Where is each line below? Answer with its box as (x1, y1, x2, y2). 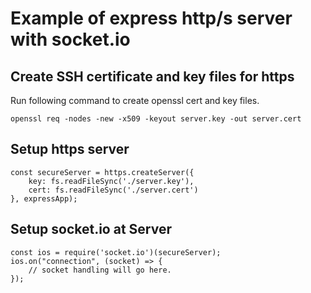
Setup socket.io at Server (10, 221, 172, 238)
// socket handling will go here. (28, 265, 172, 275)
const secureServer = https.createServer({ (10, 167, 195, 177)
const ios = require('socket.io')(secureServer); (10, 247, 222, 257)
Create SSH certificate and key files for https (10, 68, 295, 85)
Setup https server (10, 141, 130, 158)
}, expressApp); (10, 193, 78, 204)
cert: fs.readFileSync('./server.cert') (28, 185, 199, 195)
